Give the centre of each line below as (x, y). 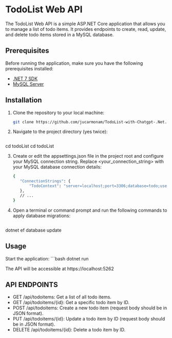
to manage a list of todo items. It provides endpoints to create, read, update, (86, 29)
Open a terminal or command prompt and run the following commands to (90, 210)
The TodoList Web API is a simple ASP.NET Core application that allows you (85, 24)
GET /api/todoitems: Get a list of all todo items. (62, 297)
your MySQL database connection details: (57, 167)
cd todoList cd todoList (30, 146)
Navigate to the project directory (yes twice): (60, 132)
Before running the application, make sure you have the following (74, 63)
